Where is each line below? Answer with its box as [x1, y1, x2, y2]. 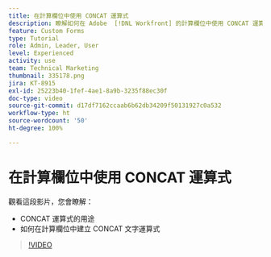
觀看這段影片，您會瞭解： [8, 197, 94, 206]
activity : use [8, 57, 56, 65]
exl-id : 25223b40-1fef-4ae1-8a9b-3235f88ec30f [8, 86, 168, 95]
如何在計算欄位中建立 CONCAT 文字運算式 [19, 223, 161, 234]
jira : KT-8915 [8, 79, 56, 87]
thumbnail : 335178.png [8, 72, 85, 80]
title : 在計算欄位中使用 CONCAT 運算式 [8, 11, 129, 20]
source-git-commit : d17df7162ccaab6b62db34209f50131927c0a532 [8, 102, 222, 110]
